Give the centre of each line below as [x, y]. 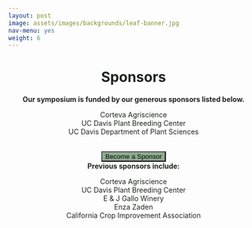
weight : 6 [25, 38]
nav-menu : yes [32, 30]
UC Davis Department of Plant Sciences [134, 132]
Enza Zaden [134, 207]
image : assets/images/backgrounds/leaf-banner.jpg [94, 23]
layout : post [30, 16]
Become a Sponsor [134, 157]
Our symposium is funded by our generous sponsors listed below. [134, 100]
